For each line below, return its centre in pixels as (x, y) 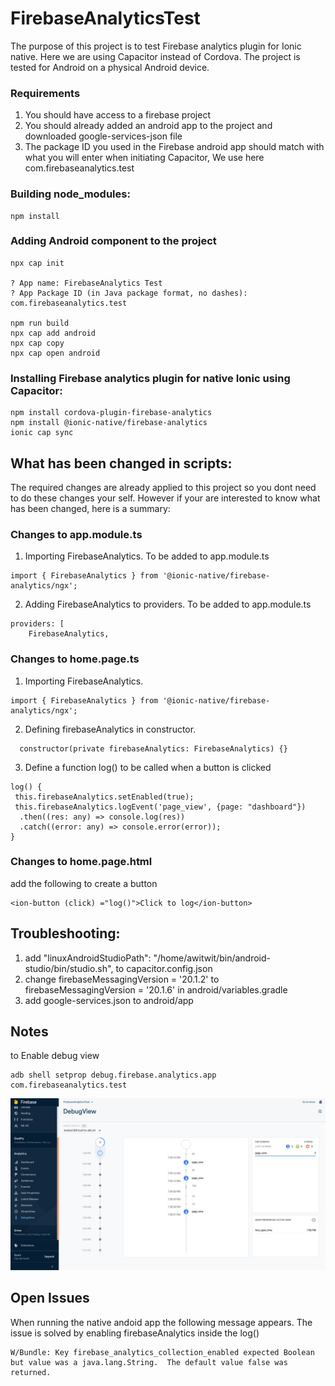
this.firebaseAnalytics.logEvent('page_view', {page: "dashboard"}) (160, 807)
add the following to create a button (84, 883)
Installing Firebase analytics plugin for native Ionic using (150, 378)
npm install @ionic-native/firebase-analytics (109, 423)
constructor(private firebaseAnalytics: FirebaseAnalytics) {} (153, 748)
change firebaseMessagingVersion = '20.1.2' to (122, 979)
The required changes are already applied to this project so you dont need (163, 487)
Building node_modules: (70, 194)
